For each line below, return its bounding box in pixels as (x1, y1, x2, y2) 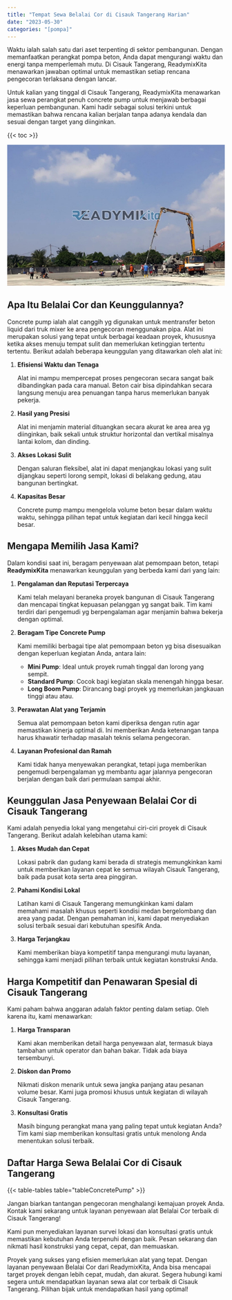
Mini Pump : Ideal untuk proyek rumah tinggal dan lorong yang (27, 662, 204, 671)
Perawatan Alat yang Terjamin (17, 705, 106, 714)
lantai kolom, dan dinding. (17, 437, 91, 445)
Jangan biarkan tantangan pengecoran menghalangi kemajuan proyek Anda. (7, 1200, 225, 1208)
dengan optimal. (17, 615, 64, 623)
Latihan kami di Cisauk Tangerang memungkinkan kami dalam (17, 900, 193, 908)
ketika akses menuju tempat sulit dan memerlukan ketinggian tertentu (7, 340, 205, 348)
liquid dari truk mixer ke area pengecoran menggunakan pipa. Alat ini (7, 325, 204, 333)
